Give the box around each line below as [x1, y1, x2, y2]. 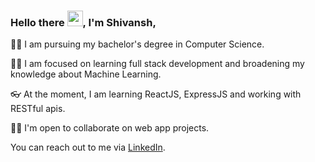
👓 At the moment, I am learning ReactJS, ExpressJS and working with [10, 88, 302, 100]
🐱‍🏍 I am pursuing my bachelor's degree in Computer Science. [10, 38, 265, 50]
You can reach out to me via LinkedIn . [10, 141, 166, 154]
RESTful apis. [10, 103, 66, 115]
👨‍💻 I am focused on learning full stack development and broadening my [10, 58, 305, 70]
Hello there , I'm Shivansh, [10, 15, 157, 29]
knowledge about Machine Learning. [10, 68, 162, 80]
